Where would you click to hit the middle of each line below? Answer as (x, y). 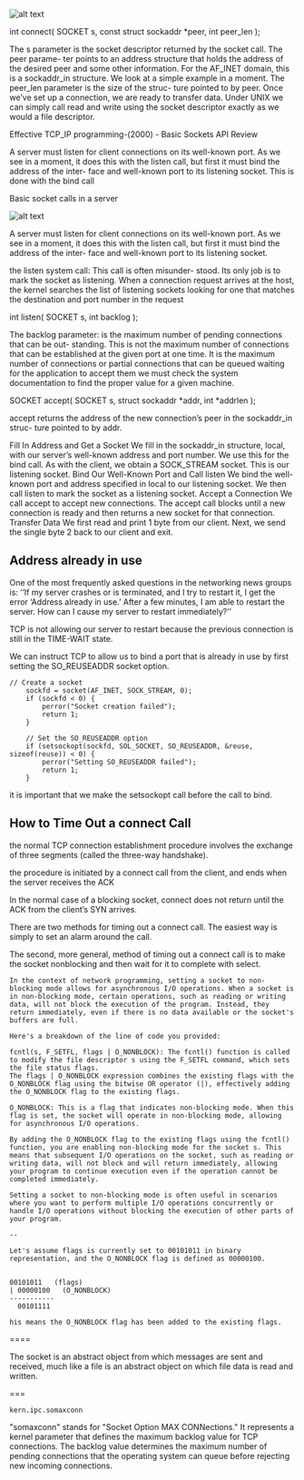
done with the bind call (52, 181)
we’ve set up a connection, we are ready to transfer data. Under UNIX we (147, 97)
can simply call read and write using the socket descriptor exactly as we (144, 107)
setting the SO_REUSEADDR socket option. (89, 666)
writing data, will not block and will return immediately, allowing (144, 1163)
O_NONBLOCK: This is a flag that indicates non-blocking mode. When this (152, 1108)
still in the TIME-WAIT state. (61, 638)
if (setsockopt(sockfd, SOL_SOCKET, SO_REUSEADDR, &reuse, (140, 746)
